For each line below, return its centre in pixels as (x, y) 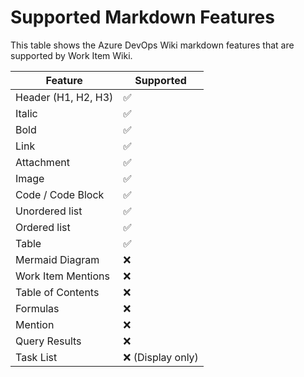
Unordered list (49, 211)
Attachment (42, 162)
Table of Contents (57, 292)
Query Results (48, 341)
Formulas (37, 308)
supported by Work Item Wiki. (71, 55)
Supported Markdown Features (142, 17)
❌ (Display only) (161, 357)
